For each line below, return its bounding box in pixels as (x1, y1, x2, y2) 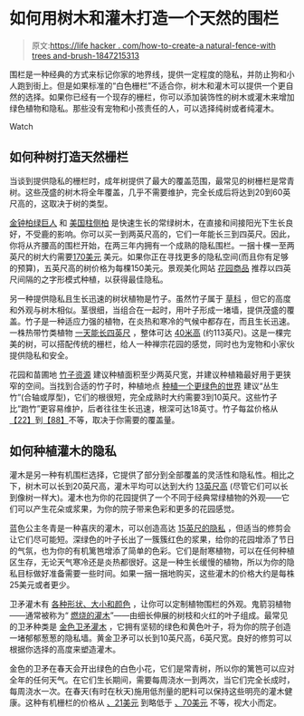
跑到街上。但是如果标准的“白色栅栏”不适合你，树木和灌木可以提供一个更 (16, 80, 287, 91)
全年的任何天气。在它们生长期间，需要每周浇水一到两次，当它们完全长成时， (9, 674, 295, 685)
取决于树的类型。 (48, 198, 113, 208)
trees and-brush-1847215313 (31, 50, 140, 61)
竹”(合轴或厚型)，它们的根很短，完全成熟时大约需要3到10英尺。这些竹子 (9, 392, 278, 402)
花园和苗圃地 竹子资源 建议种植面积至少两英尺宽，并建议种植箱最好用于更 (9, 369, 283, 380)
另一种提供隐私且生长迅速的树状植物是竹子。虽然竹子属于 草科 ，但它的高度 (9, 293, 291, 304)
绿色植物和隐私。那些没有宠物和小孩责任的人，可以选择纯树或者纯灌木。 (9, 102, 279, 113)
